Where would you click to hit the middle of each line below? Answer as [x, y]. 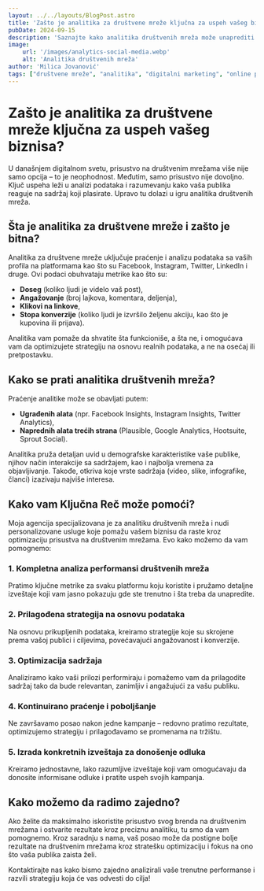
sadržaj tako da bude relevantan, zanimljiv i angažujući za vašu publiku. [124, 686]
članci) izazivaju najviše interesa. [62, 479]
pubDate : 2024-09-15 [42, 30]
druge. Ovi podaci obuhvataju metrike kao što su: [88, 274]
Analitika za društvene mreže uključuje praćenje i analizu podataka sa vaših [130, 257]
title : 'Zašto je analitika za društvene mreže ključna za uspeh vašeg [128, 23]
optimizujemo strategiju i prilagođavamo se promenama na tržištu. [115, 732]
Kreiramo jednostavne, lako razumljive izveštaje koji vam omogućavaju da [127, 769]
